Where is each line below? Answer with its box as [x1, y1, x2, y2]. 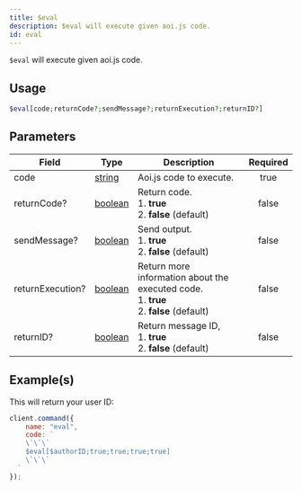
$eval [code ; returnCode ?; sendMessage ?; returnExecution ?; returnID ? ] [9, 104, 263, 113]
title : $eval [9, 13, 58, 22]
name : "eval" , [25, 422, 78, 432]
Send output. [138, 222, 192, 235]
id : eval [9, 30, 42, 39]
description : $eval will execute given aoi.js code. [9, 22, 211, 31]
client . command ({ [9, 414, 75, 423]
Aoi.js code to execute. [138, 171, 235, 183]
